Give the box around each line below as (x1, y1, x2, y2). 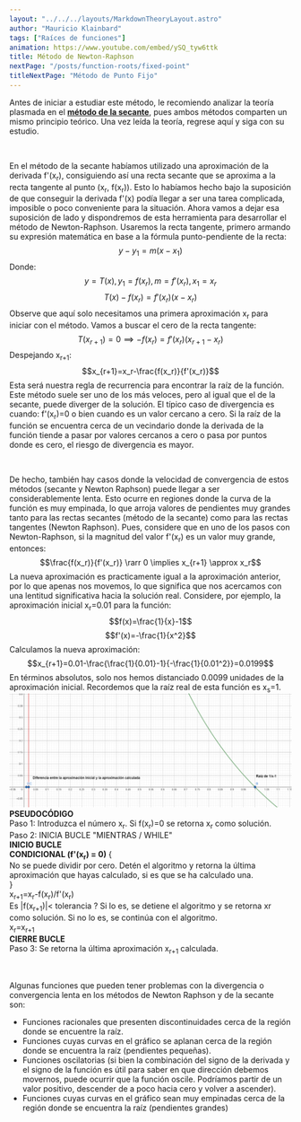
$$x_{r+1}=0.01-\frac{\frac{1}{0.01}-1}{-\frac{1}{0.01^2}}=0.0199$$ (27, 658, 274, 669)
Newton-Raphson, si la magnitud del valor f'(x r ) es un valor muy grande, (9, 531, 276, 544)
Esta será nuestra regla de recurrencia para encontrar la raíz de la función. (9, 380, 285, 390)
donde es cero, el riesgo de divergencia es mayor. (9, 440, 194, 451)
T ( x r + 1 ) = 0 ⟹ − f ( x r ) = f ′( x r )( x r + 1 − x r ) (77, 333, 224, 346)
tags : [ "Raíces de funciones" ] (9, 33, 126, 42)
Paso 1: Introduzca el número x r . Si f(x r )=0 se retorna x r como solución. (9, 818, 271, 830)
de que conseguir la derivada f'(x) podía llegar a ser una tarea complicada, (9, 193, 285, 204)
